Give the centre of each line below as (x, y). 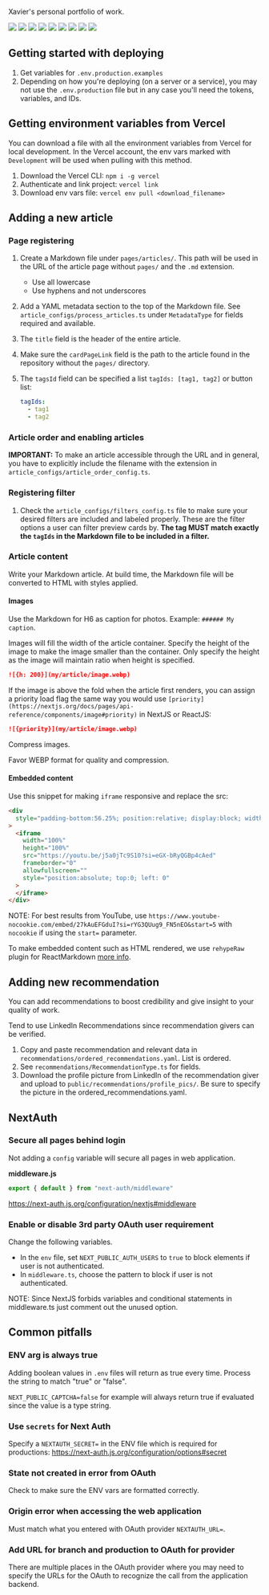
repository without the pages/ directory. (85, 363)
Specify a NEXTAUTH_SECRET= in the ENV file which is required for (113, 1444)
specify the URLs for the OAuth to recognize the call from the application (128, 1575)
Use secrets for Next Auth (60, 1426)
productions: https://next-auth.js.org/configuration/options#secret (118, 1452)
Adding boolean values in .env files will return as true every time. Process (129, 1373)
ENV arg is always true (53, 1355)
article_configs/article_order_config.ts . (79, 472)
